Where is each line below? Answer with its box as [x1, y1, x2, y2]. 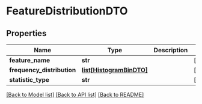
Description [153, 46, 188, 54]
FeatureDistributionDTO [6, 4, 128, 18]
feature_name [9, 56, 50, 64]
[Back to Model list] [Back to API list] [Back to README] [6, 91, 144, 98]
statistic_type [9, 76, 50, 84]
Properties [6, 28, 47, 38]
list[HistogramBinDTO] [81, 66, 148, 74]
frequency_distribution [9, 66, 76, 74]
